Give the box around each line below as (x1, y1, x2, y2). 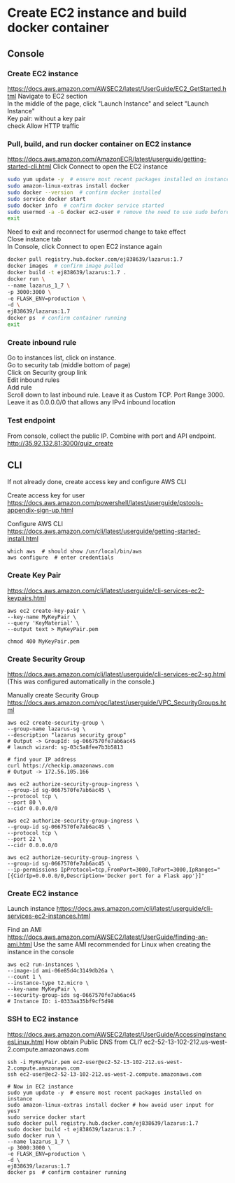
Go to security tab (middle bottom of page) (7, 361, 131, 369)
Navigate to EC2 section (17, 92, 87, 100)
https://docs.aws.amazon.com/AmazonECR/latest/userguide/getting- (7, 155, 207, 164)
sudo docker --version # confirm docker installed (7, 189, 161, 196)
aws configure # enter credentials (7, 554, 114, 561)
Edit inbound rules (7, 376, 60, 384)
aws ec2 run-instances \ (7, 961, 80, 968)
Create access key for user (7, 491, 85, 500)
